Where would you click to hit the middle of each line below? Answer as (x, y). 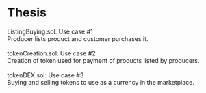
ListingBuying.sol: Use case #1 (50, 31)
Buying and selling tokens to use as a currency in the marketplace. (101, 82)
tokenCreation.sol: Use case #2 (51, 53)
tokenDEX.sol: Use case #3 (46, 75)
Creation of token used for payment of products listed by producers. (103, 60)
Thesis (27, 13)
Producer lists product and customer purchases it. (78, 38)
